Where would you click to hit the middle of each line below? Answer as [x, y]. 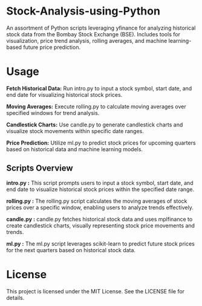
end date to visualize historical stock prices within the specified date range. [100, 189]
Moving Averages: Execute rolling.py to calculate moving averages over [96, 106]
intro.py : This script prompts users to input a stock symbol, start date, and [100, 183]
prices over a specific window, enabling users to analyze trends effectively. [100, 207]
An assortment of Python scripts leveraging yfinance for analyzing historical [101, 28]
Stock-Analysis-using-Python [83, 11]
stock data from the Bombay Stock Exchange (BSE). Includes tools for [93, 34]
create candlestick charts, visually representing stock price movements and [101, 226]
